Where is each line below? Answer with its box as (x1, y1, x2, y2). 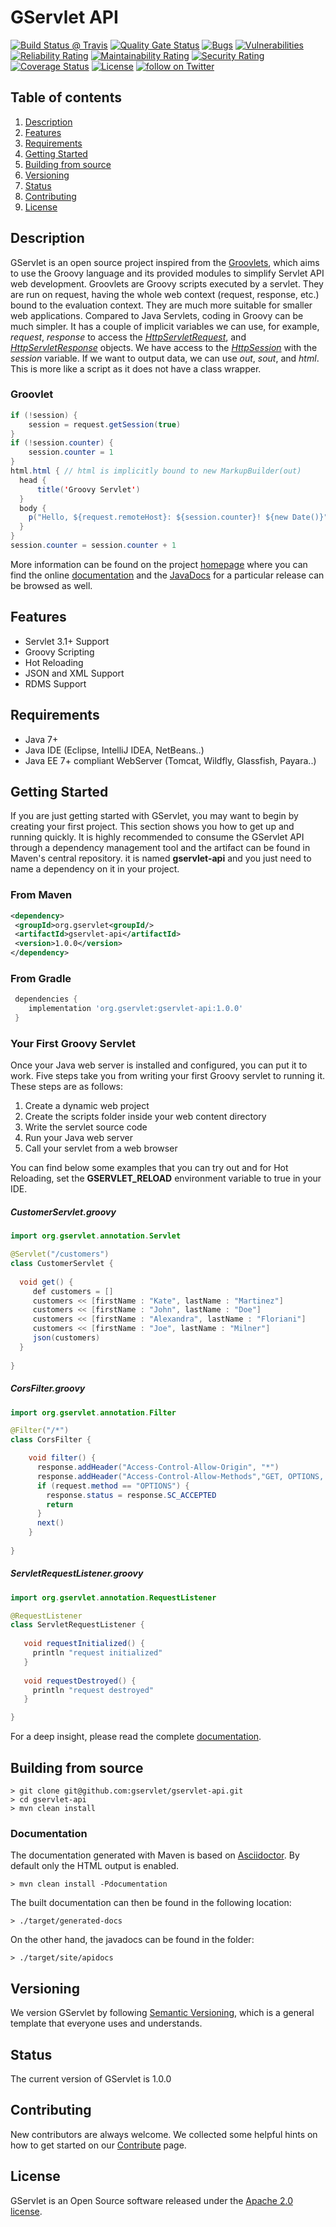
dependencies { (14, 994, 78, 1005)
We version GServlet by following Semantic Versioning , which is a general (10, 2007, 315, 2019)
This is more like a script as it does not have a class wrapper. (10, 362, 262, 375)
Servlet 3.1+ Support (24, 635, 110, 647)
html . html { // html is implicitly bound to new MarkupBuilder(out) (10, 466, 302, 476)
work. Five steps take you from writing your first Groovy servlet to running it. (10, 1070, 326, 1082)
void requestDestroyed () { (23, 1676, 137, 1686)
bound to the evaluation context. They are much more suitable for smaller (10, 299, 313, 311)
